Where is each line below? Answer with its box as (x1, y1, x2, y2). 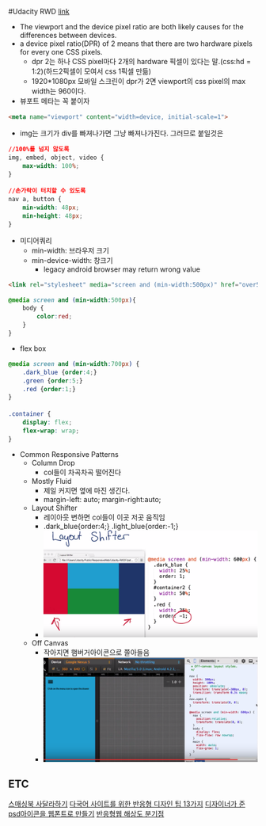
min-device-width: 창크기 (31, 255, 113, 265)
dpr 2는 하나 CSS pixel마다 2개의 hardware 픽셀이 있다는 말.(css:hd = (31, 57, 252, 66)
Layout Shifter (31, 503, 78, 512)
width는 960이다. (31, 86, 86, 96)
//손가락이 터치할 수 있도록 (8, 187, 86, 195)
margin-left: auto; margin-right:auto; (43, 494, 161, 504)
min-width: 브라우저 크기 (31, 246, 109, 255)
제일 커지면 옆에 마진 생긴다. (43, 485, 131, 495)
